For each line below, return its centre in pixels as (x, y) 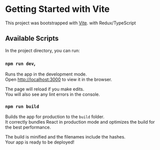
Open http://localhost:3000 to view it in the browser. (59, 79)
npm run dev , (20, 63)
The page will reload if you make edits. (45, 89)
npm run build (22, 106)
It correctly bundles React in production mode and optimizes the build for (80, 122)
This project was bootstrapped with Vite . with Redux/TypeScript (71, 23)
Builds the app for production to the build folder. (55, 117)
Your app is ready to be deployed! (40, 142)
